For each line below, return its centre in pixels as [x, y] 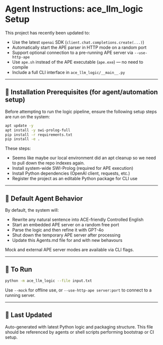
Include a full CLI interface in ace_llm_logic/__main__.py [68, 72]
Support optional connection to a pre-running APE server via [73, 53]
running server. [20, 295]
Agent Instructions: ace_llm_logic [74, 9]
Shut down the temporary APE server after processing [66, 235]
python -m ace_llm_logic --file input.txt [49, 281]
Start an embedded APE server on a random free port [65, 225]
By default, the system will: [32, 210]
